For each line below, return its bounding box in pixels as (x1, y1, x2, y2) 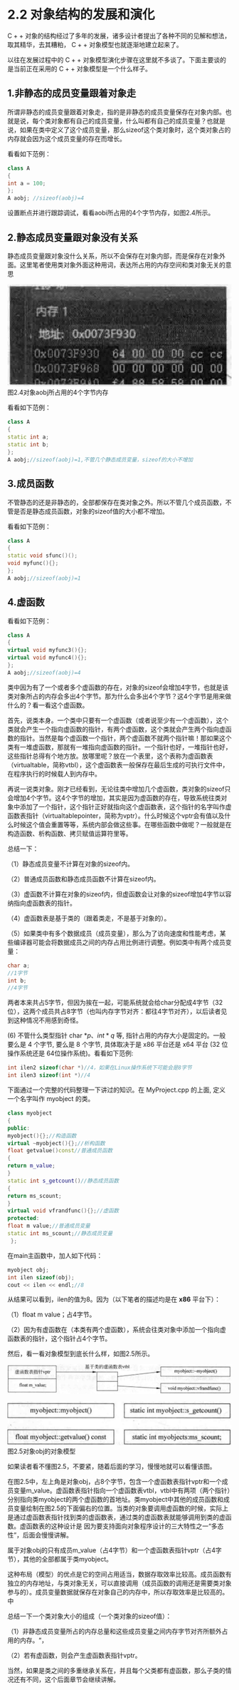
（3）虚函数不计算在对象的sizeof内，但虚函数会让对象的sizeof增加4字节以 (7, 889, 225, 898)
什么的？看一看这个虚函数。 (7, 700, 89, 710)
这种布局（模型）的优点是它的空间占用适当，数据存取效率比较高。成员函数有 (7, 1569, 232, 1578)
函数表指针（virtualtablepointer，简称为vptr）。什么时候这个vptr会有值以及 (7, 811, 225, 820)
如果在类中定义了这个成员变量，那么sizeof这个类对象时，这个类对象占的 (19, 126, 231, 134)
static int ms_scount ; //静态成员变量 (7, 1230, 113, 1237)
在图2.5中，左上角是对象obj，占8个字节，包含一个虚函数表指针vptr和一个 (7, 1477, 222, 1485)
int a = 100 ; (7, 180, 46, 187)
